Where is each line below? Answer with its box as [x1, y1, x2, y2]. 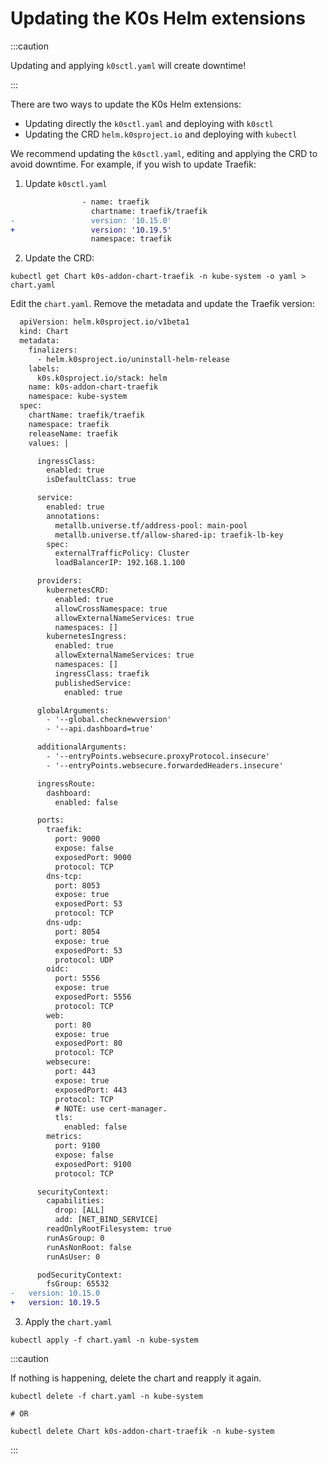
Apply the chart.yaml [24, 1316, 113, 1328]
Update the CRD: [24, 252, 95, 264]
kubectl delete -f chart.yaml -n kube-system [10, 1392, 203, 1402]
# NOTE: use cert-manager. [54, 1103, 168, 1114]
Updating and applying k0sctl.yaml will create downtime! [10, 59, 247, 71]
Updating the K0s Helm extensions [10, 7, 306, 30]
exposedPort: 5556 [54, 992, 132, 1002]
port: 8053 [54, 880, 101, 891]
